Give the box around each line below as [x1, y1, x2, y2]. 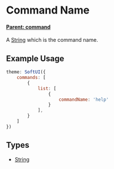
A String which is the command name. [6, 37, 98, 44]
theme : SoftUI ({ [6, 69, 46, 75]
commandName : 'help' [58, 97, 109, 102]
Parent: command [6, 23, 51, 30]
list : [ [37, 85, 57, 91]
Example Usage [6, 54, 65, 64]
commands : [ [16, 75, 46, 81]
